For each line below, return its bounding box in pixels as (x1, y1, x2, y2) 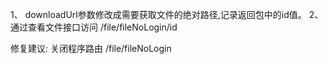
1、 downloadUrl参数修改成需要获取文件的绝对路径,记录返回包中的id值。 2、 (10, 9, 324, 20)
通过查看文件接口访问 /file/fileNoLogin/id (10, 21, 178, 33)
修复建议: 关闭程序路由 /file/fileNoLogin (10, 43, 172, 54)
